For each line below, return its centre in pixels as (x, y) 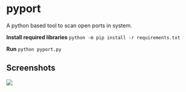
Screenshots (31, 68)
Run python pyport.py (34, 49)
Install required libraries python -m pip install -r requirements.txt (93, 37)
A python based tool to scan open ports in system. (69, 25)
